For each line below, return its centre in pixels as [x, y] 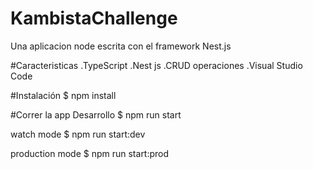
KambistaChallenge [94, 18]
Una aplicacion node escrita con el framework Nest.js [121, 46]
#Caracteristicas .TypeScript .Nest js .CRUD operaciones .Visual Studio [156, 65]
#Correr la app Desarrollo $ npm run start [96, 114]
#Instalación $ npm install [63, 95]
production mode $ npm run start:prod [90, 153]
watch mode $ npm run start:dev [78, 134]
